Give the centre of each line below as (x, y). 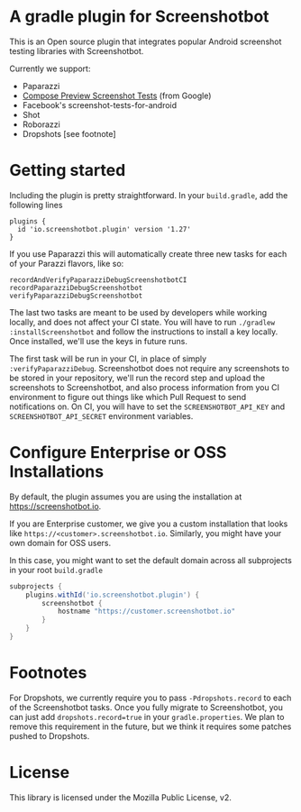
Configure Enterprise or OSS (118, 453)
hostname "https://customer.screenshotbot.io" (146, 611)
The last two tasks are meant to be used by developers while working (138, 312)
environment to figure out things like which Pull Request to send (128, 397)
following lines (36, 205)
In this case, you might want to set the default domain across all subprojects (151, 560)
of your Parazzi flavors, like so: (67, 263)
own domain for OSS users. (60, 543)
